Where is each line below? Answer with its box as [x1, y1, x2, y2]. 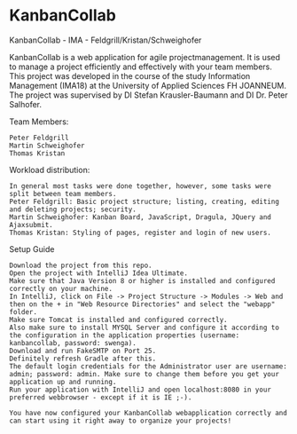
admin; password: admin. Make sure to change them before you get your [9, 369, 279, 378]
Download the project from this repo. [9, 261, 152, 270]
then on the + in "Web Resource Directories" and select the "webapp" [9, 299, 276, 309]
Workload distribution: [9, 164, 90, 175]
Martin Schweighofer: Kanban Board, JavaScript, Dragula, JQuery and [9, 212, 272, 222]
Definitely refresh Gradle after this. [9, 354, 157, 363]
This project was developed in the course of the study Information [9, 70, 251, 81]
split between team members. [9, 189, 117, 198]
